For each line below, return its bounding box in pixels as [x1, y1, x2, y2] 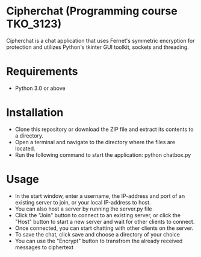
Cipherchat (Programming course [6, 4, 178, 18]
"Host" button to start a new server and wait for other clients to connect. [14, 218, 195, 225]
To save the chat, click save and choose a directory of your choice [14, 230, 181, 238]
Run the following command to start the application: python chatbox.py [14, 151, 191, 158]
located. [14, 145, 36, 152]
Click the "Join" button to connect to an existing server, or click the [14, 211, 181, 218]
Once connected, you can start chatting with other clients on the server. [14, 224, 194, 232]
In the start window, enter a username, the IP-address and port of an [14, 192, 185, 200]
